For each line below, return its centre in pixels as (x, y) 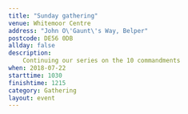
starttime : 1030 (35, 75)
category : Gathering (43, 90)
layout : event (32, 98)
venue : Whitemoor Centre (50, 23)
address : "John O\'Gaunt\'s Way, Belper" (78, 31)
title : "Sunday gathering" (53, 16)
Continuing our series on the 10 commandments (102, 61)
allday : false (32, 46)
